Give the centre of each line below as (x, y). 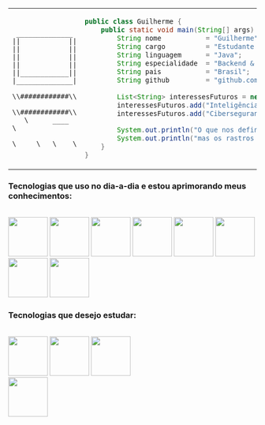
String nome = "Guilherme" (188, 38)
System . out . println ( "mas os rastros (186, 138)
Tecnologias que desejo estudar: (72, 315)
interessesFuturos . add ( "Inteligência (188, 105)
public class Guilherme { (133, 22)
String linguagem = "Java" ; (180, 55)
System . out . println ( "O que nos (175, 130)
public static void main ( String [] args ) (177, 30)
